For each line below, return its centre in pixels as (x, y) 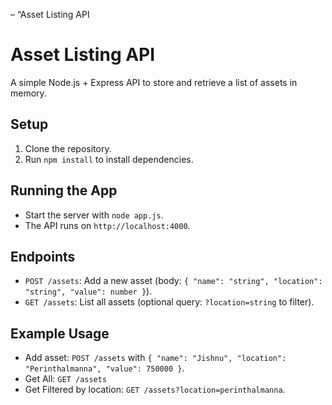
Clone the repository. (68, 148)
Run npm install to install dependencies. (109, 159)
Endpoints (43, 256)
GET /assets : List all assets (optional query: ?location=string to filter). (169, 302)
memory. (28, 93)
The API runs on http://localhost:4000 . (107, 225)
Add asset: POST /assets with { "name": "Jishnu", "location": (155, 358)
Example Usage (60, 333)
